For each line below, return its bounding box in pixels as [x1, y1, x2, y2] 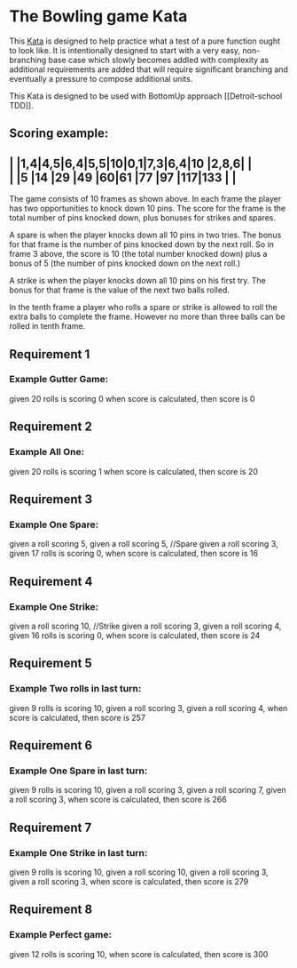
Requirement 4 [9, 573, 93, 588]
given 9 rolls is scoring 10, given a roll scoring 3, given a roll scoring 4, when [9, 702, 288, 713]
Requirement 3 [9, 492, 93, 507]
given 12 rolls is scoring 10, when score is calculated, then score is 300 [9, 948, 269, 959]
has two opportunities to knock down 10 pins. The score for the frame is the [9, 203, 286, 214]
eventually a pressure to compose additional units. [9, 73, 193, 84]
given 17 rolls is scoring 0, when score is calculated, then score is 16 [9, 548, 259, 559]
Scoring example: [9, 126, 109, 141]
